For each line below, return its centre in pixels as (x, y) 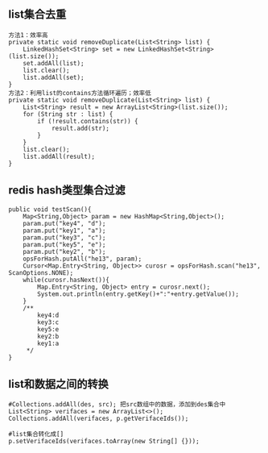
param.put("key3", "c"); (64, 237)
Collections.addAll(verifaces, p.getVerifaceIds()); (99, 419)
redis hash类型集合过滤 (67, 191)
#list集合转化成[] (36, 434)
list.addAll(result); (59, 156)
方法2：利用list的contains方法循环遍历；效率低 (80, 93)
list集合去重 (37, 15)
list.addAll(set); (54, 77)
